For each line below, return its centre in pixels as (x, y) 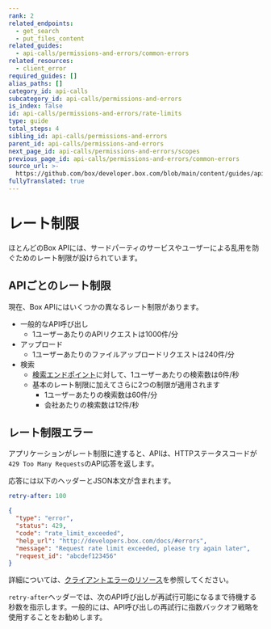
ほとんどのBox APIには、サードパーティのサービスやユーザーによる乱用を (130, 247)
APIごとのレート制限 (60, 286)
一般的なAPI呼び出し (54, 323)
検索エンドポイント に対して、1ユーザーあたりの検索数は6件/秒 (135, 374)
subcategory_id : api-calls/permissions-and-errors (95, 99)
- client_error (41, 69)
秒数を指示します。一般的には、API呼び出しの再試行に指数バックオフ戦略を (134, 607)
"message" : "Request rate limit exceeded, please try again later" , (133, 548)
